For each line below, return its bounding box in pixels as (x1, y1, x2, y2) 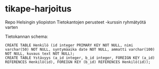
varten (5, 24, 18, 30)
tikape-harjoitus (5, 3, 72, 14)
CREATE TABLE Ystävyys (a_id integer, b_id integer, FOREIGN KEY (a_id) (5, 55, 155, 60)
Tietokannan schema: (5, 34, 48, 39)
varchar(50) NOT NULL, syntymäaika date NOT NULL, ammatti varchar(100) (5, 47, 155, 52)
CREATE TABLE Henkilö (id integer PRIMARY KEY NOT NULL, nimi (5, 43, 133, 47)
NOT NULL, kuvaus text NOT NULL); (5, 51, 75, 56)
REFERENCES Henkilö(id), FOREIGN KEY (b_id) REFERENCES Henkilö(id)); (5, 59, 151, 64)
